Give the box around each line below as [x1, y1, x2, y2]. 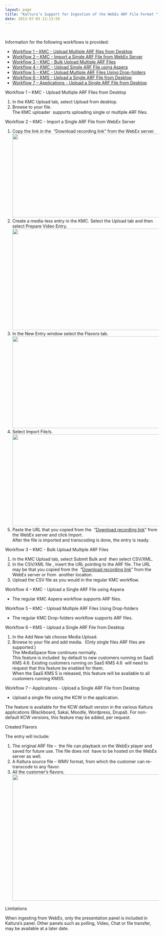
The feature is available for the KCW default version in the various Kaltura [5, 704, 153, 710]
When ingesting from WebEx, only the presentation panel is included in [5, 915, 148, 921]
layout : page [5, 7, 32, 12]
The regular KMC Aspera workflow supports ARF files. [12, 596, 122, 602]
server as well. [12, 753, 42, 760]
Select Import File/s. [12, 429, 53, 435]
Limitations [5, 906, 27, 911]
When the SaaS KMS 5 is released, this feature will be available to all [12, 670, 150, 676]
